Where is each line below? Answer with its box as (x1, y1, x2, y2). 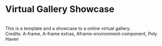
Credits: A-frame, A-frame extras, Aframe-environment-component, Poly (5, 30, 157, 36)
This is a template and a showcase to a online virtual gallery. (5, 25, 131, 31)
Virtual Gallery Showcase (5, 3, 115, 15)
